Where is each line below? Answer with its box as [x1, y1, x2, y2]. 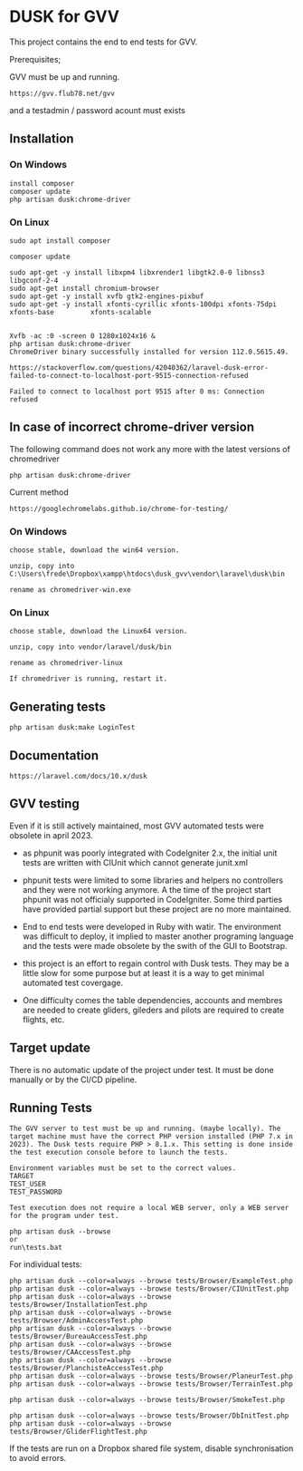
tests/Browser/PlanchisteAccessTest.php [9, 1364, 165, 1373]
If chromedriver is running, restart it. [9, 674, 168, 683]
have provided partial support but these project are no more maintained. [22, 904, 292, 915]
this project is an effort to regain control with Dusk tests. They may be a [22, 958, 289, 969]
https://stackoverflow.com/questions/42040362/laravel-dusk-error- [9, 363, 270, 373]
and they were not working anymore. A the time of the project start [22, 884, 271, 895]
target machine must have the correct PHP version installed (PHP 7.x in [9, 1132, 294, 1141]
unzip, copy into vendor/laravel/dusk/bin [9, 643, 172, 652]
